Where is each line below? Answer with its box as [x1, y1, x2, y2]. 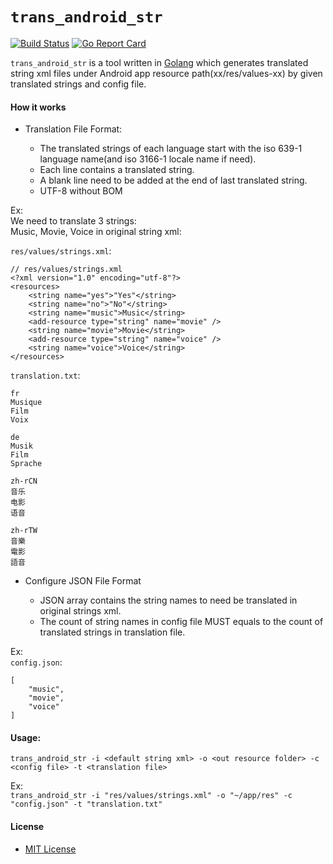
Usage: [10, 731, 42, 743]
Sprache [10, 459, 43, 469]
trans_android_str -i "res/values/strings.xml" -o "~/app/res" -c [10, 791, 293, 801]
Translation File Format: [24, 123, 123, 135]
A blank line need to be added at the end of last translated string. [39, 174, 308, 187]
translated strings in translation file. [39, 626, 186, 638]
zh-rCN [10, 476, 38, 487]
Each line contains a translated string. [39, 164, 195, 176]
